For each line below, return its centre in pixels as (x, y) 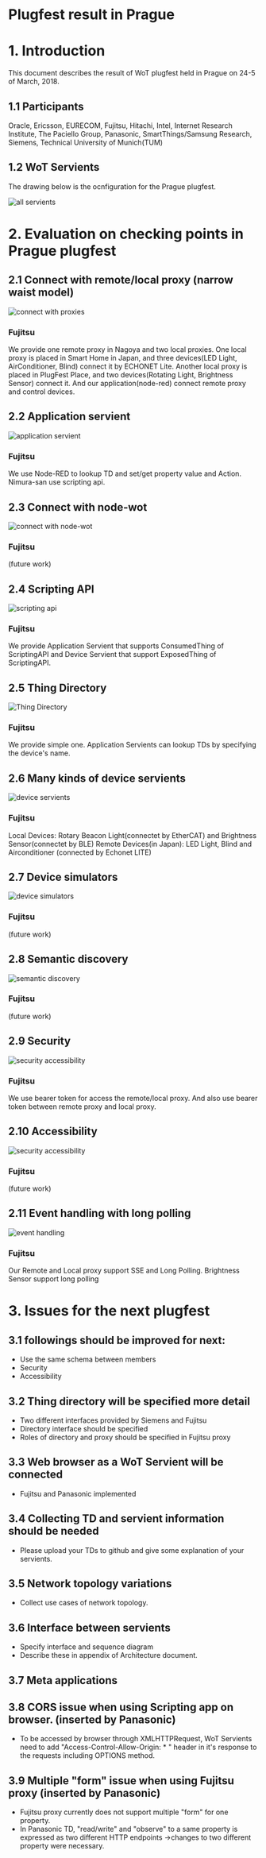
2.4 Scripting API (51, 589)
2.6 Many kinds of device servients (97, 778)
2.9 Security (40, 1041)
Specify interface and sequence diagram (86, 1647)
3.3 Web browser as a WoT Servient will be (116, 1462)
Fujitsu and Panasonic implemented (78, 1493)
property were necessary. (62, 1846)
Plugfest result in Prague (91, 15)
